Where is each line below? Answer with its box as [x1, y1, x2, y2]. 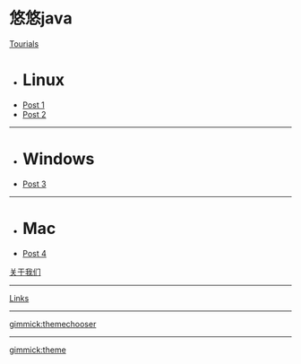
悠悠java [9, 8, 73, 29]
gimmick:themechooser [9, 318, 97, 329]
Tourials [9, 38, 39, 49]
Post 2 [21, 108, 47, 119]
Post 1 [21, 100, 45, 110]
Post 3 [21, 178, 47, 189]
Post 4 [21, 247, 47, 258]
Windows [21, 149, 95, 169]
